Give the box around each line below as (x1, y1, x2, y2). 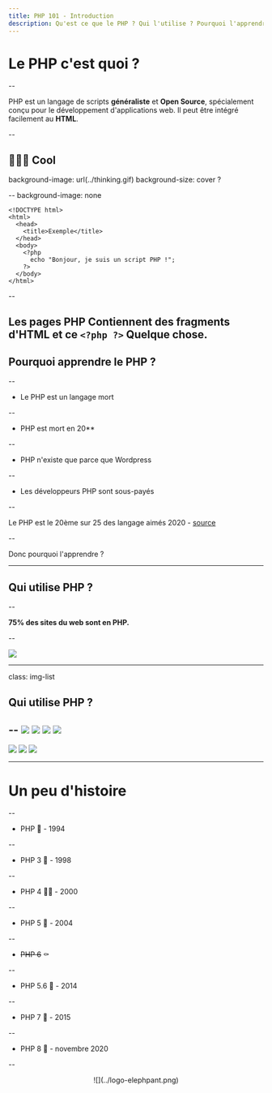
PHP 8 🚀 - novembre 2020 (19, 1044, 108, 1054)
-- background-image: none (8, 191, 102, 200)
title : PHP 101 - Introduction (8, 11, 114, 20)
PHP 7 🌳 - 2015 (19, 1013, 71, 1022)
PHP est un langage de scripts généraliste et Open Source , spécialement (8, 96, 254, 106)
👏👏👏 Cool (8, 153, 57, 167)
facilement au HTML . (8, 114, 79, 124)
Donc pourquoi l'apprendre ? (8, 549, 104, 559)
